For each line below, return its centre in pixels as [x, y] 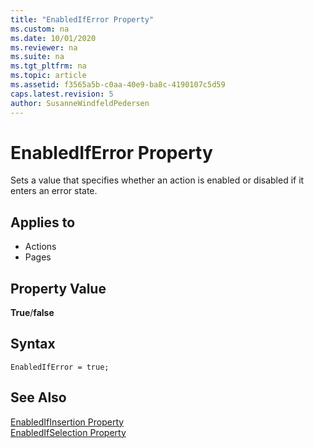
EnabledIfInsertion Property [67, 422]
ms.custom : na [40, 29]
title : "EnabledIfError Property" [82, 19]
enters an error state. [54, 191]
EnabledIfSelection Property [68, 432]
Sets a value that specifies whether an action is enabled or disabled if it [157, 180]
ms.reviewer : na [44, 47]
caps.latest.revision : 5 [62, 94]
